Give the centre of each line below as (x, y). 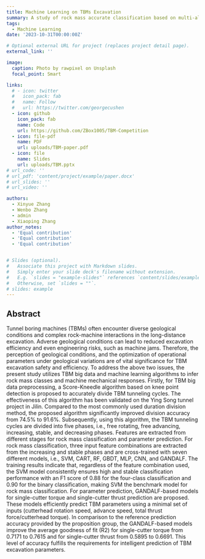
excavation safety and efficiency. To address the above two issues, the (95, 367)
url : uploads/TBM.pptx (46, 165)
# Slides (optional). (34, 261)
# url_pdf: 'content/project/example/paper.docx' (71, 176)
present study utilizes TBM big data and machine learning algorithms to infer (103, 374)
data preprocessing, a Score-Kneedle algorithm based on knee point (92, 387)
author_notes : (24, 227)
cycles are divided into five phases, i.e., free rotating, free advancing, (93, 426)
